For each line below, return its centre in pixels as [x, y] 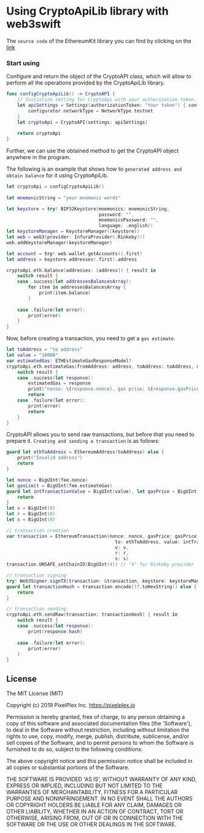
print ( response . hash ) [56, 631]
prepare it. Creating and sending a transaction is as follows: [83, 441]
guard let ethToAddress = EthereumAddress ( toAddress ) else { [85, 452]
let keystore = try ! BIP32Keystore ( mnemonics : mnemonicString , [88, 209]
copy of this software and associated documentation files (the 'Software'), [99, 724]
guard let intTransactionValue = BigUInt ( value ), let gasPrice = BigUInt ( [103, 491]
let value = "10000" [32, 355]
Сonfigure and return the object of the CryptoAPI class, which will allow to [99, 77]
